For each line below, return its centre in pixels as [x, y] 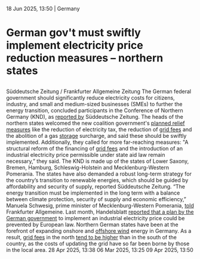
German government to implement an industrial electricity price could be [96, 218]
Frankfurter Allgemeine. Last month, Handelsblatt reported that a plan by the [100, 212]
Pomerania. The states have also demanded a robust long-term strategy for [99, 174]
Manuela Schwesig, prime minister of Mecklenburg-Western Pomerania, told [100, 205]
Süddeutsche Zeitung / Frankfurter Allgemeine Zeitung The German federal [99, 91]
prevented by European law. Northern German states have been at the [93, 224]
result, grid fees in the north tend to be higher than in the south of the [92, 237]
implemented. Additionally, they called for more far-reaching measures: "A [97, 142]
